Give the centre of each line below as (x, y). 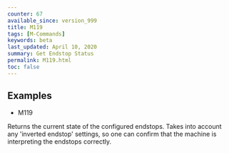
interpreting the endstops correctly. (60, 142)
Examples (30, 96)
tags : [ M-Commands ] (36, 34)
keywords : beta (30, 41)
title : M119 (25, 27)
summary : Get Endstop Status (51, 54)
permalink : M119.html (40, 60)
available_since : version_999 (52, 21)
